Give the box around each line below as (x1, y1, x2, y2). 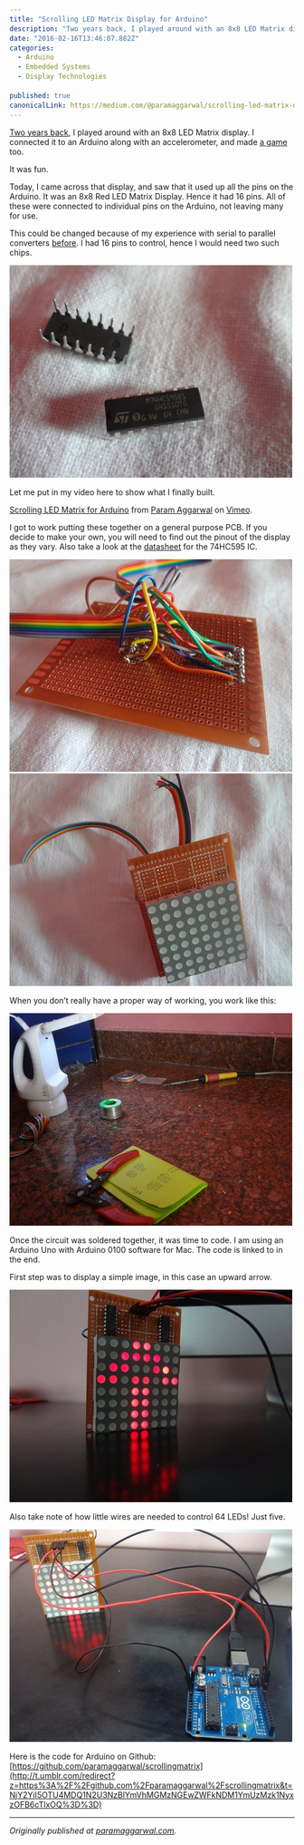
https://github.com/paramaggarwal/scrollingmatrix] (12, 1760, 204, 1772)
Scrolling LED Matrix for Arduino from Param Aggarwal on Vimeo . (9, 504, 253, 515)
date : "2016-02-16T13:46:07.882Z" (9, 34, 140, 43)
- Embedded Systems (17, 63, 91, 72)
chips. (9, 247, 33, 257)
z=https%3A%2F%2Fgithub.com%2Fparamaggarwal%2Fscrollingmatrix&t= (9, 1780, 293, 1791)
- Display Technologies (17, 73, 107, 82)
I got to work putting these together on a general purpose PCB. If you (9, 521, 268, 532)
